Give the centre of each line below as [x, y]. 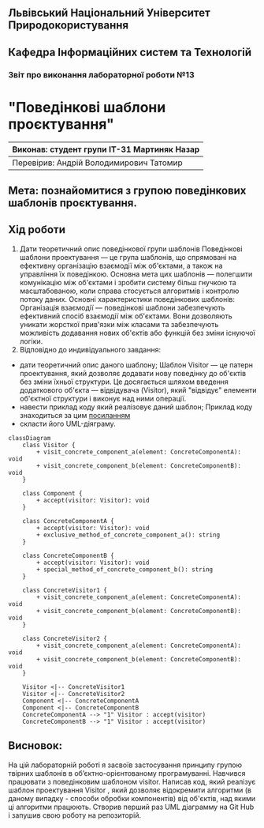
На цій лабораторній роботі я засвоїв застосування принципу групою [125, 765]
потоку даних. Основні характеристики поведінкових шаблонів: [127, 299]
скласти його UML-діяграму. [67, 423]
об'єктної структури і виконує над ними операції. [103, 398]
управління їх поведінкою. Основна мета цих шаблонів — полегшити [136, 274]
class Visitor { [49, 445]
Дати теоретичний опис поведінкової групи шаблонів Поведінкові [131, 249]
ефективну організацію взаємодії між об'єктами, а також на [121, 265]
